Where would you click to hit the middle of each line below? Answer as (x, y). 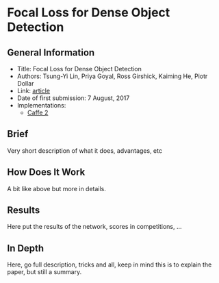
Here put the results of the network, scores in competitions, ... (95, 227)
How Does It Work (46, 172)
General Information (51, 52)
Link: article (33, 91)
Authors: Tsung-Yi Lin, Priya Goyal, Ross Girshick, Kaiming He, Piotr (112, 76)
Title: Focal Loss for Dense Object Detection (79, 69)
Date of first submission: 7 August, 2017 (73, 98)
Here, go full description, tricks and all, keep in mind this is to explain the (109, 264)
